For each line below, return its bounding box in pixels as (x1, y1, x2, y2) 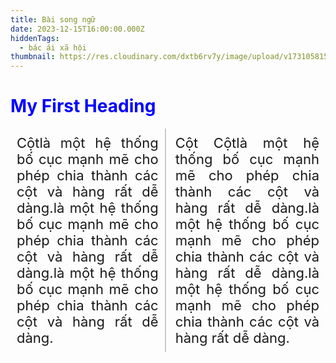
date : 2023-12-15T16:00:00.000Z (10, 24, 145, 34)
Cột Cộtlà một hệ (174, 134, 320, 152)
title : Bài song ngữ (10, 14, 97, 25)
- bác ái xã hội (19, 42, 87, 53)
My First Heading (10, 95, 157, 118)
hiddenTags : (10, 33, 60, 43)
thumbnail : (10, 52, 56, 62)
